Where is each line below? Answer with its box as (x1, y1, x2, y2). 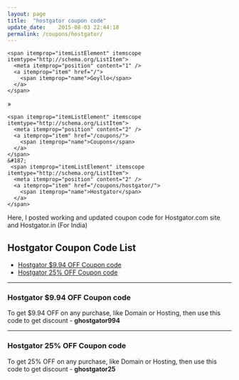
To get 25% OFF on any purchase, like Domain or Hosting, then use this (7, 357, 217, 366)
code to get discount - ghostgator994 (7, 317, 121, 325)
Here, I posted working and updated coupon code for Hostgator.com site (7, 213, 221, 222)
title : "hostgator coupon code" (7, 17, 107, 24)
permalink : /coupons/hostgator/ (7, 30, 103, 38)
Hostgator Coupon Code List (7, 242, 137, 254)
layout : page (7, 10, 46, 18)
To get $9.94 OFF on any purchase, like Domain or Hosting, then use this (7, 309, 221, 317)
